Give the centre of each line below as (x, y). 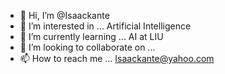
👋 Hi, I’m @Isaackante (64, 15)
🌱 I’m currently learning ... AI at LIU (91, 36)
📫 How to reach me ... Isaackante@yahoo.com (117, 58)
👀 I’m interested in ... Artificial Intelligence (105, 26)
